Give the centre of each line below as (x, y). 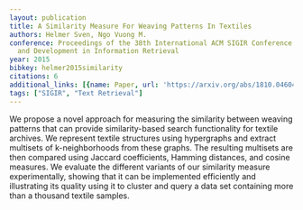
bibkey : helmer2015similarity (66, 68)
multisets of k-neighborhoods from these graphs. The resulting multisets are (151, 147)
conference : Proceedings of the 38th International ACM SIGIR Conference (151, 43)
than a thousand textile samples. (70, 196)
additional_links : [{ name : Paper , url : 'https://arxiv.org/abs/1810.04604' (155, 85)
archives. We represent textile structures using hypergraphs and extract (143, 138)
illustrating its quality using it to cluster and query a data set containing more (151, 186)
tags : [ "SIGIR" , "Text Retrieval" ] (76, 93)
